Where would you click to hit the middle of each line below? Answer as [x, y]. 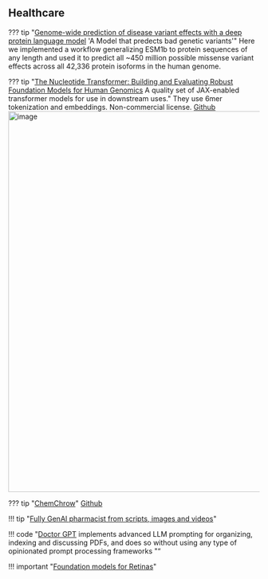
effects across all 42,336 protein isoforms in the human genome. [115, 66]
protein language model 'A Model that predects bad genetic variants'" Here [132, 41]
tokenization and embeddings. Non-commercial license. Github [112, 107]
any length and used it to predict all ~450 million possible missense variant [131, 57]
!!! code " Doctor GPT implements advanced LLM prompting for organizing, [130, 534]
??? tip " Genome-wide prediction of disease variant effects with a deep [125, 32]
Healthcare [37, 13]
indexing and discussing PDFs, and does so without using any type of [123, 542]
